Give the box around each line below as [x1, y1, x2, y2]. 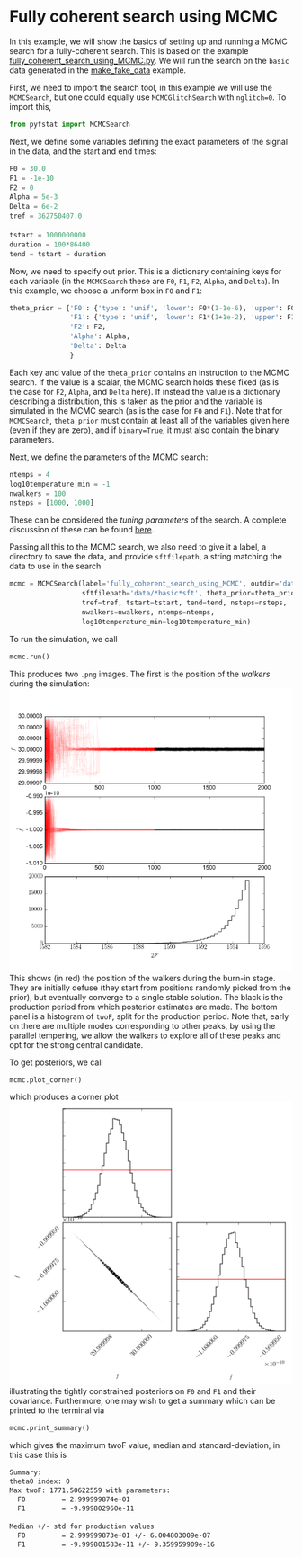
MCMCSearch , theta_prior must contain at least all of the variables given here [9, 415, 289, 425]
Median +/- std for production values [9, 1522, 155, 1531]
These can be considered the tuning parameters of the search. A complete [9, 515, 287, 525]
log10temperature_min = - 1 [9, 479, 111, 488]
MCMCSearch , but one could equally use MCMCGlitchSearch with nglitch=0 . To [9, 92, 287, 103]
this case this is [9, 1450, 67, 1461]
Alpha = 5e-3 [9, 192, 58, 201]
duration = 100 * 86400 [9, 240, 91, 249]
